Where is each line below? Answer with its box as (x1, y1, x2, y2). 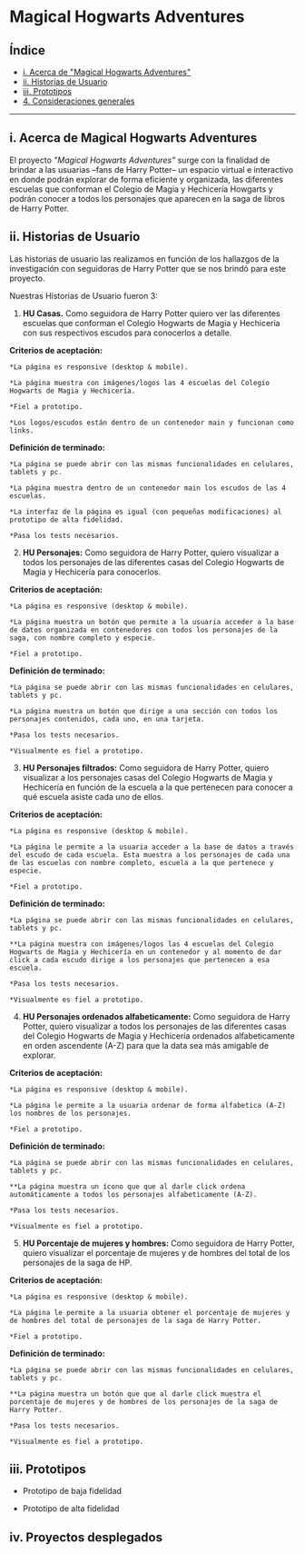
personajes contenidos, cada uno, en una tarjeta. (9, 714, 205, 723)
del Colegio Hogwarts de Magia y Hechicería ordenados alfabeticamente (22, 1030, 295, 1041)
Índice (9, 43, 45, 58)
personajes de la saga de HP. (22, 1257, 133, 1268)
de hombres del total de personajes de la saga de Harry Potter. (9, 1316, 261, 1325)
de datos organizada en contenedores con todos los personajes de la (9, 625, 279, 634)
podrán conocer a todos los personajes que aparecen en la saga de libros (9, 193, 286, 204)
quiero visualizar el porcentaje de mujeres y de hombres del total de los (22, 1247, 290, 1258)
